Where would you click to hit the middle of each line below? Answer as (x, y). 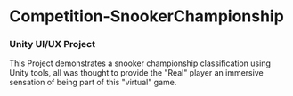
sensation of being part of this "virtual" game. (93, 83)
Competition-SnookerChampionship (147, 16)
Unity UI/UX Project (53, 44)
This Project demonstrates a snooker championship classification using (140, 63)
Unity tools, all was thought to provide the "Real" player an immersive (137, 73)
